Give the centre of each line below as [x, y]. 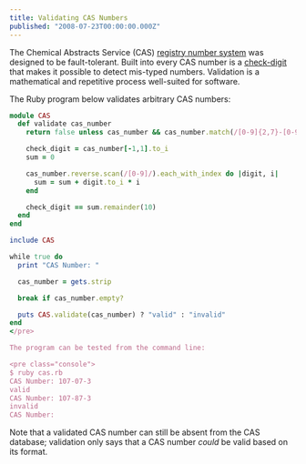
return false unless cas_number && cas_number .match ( [130, 133]
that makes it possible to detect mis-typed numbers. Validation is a [134, 71]
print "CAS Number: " [59, 265]
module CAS [30, 116]
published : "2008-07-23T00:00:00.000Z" [85, 26]
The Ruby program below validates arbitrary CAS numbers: [120, 99]
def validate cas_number [65, 124]
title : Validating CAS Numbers [69, 18]
